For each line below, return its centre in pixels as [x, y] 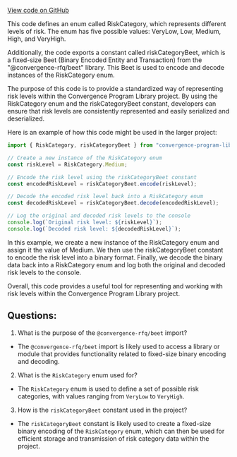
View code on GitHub [38, 10]
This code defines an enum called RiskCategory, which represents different [117, 24]
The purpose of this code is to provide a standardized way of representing [115, 89]
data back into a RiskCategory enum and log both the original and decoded [116, 264]
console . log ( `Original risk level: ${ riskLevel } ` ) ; [85, 222]
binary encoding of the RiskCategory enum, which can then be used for [121, 431]
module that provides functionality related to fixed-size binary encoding [122, 354]
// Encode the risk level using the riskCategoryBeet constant [102, 177]
